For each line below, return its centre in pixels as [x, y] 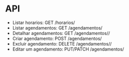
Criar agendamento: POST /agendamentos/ [57, 38]
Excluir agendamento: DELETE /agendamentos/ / [62, 43]
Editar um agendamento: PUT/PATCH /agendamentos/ [68, 49]
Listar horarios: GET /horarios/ [43, 22]
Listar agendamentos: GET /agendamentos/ [57, 27]
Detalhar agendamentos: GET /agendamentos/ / [61, 33]
